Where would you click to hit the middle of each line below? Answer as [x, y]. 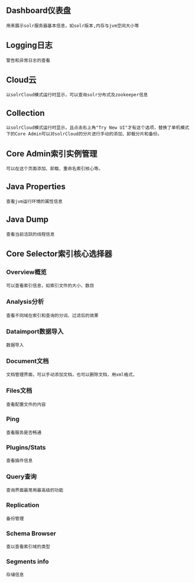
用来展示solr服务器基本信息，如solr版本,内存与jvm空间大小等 [73, 25]
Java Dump [27, 219]
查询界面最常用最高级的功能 [35, 490]
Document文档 [27, 361]
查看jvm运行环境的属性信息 [35, 201]
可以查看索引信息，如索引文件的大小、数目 [50, 286]
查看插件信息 [19, 461]
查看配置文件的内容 [26, 404]
